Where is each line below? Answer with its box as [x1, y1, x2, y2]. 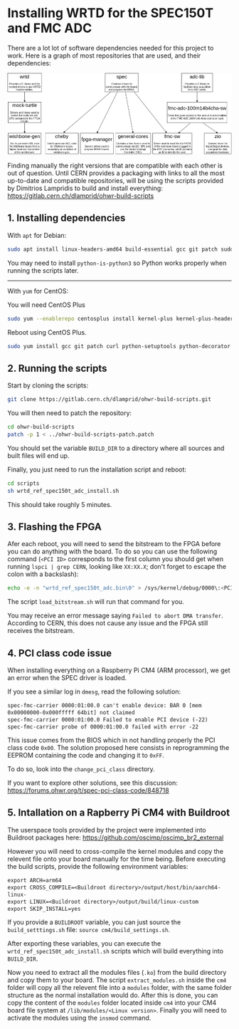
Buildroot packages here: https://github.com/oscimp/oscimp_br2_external [7, 833, 224, 842]
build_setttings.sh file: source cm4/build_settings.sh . [7, 925, 171, 934]
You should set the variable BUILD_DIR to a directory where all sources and [7, 444, 225, 452]
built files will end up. [7, 451, 70, 460]
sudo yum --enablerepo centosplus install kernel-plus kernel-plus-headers [7, 315, 237, 322]
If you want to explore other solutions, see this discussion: [7, 778, 178, 788]
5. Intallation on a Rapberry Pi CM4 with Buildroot [7, 807, 230, 819]
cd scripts [7, 479, 40, 487]
